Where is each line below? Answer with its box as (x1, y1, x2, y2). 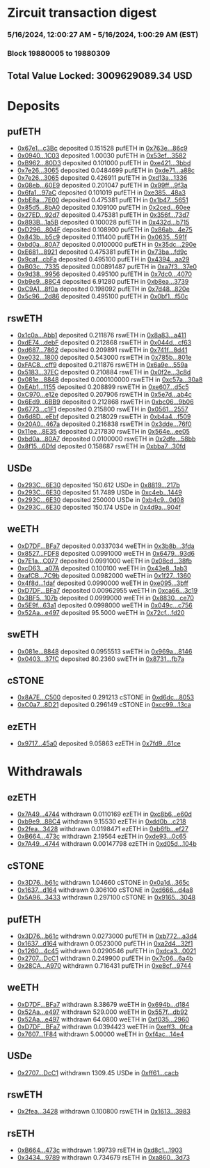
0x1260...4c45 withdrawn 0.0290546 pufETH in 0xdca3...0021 (17, 946, 197, 955)
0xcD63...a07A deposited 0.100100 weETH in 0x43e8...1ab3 (17, 563, 188, 572)
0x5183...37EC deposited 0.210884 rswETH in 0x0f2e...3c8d (17, 368, 191, 377)
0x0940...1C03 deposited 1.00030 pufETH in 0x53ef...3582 (17, 151, 186, 160)
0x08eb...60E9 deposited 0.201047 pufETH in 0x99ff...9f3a (17, 181, 188, 190)
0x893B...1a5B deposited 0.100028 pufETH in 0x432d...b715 (17, 218, 190, 227)
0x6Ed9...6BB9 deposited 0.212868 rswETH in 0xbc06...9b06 (17, 397, 194, 406)
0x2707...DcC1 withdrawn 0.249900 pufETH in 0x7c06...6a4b (17, 954, 193, 962)
